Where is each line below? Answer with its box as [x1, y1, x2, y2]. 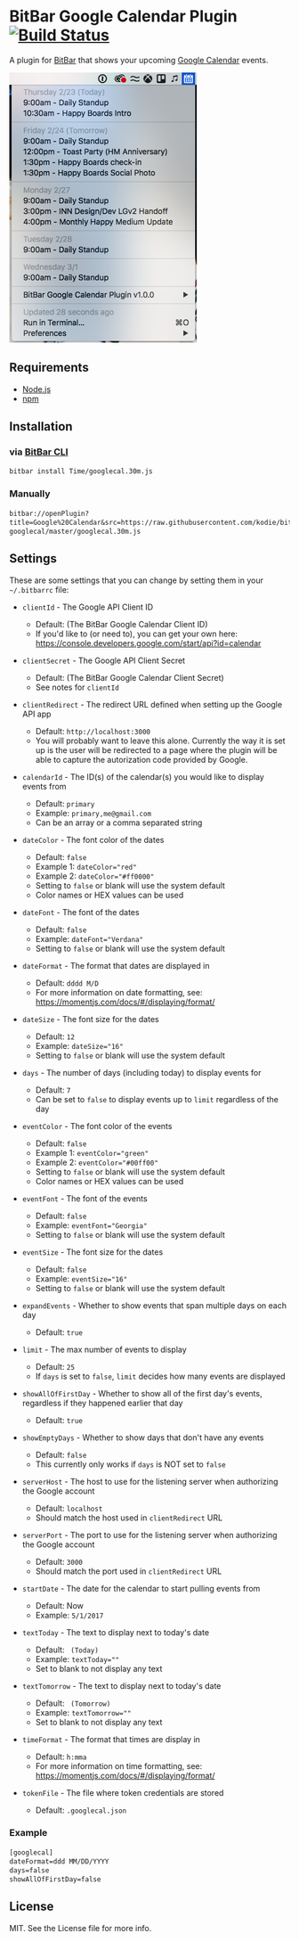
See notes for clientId [35, 682, 120, 692]
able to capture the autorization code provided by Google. [35, 754, 248, 765]
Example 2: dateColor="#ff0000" [35, 871, 155, 881]
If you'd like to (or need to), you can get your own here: [35, 628, 238, 639]
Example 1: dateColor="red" [35, 861, 137, 872]
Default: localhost [35, 1503, 103, 1513]
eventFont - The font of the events [21, 1192, 149, 1204]
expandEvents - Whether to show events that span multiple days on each [21, 1299, 287, 1311]
